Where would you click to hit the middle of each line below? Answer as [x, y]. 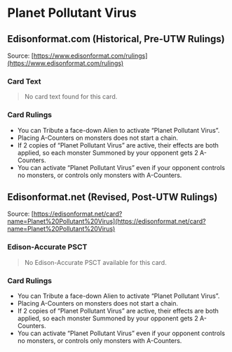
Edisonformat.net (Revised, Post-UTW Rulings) [112, 197]
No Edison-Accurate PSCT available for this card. [95, 262]
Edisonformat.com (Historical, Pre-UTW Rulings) [116, 39]
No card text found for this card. [71, 97]
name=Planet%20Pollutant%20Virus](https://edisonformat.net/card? [107, 221]
